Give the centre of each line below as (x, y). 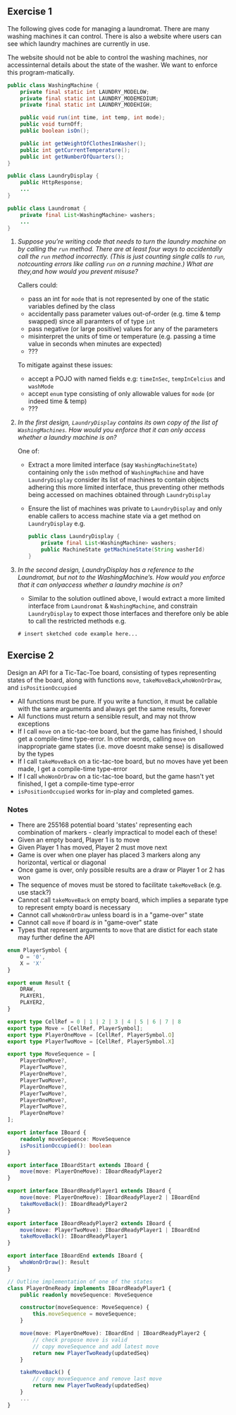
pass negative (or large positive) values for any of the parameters (123, 329)
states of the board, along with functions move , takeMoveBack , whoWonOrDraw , (115, 680)
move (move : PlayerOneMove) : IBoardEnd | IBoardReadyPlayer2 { (113, 1334)
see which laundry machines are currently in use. (79, 43)
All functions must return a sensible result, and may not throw (107, 716)
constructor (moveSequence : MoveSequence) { (85, 1308)
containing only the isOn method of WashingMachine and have (116, 472)
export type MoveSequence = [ (52, 1054)
